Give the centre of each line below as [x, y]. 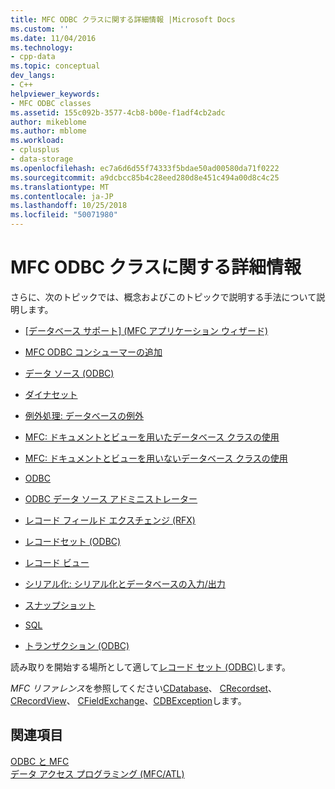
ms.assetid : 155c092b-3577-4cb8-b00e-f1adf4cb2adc [118, 112]
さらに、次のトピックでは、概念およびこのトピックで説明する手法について [163, 297]
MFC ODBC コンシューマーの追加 [93, 352]
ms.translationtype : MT [60, 187]
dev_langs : [33, 76]
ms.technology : [42, 47]
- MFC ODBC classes [51, 103]
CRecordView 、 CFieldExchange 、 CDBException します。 [128, 700]
